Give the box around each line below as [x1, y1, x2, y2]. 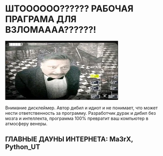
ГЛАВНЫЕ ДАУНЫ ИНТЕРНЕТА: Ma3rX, [5, 135, 134, 144]
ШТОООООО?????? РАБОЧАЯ [5, 3, 134, 14]
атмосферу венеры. [5, 120, 48, 127]
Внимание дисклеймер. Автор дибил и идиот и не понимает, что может [5, 105, 158, 111]
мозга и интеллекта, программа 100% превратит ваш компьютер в [5, 115, 149, 121]
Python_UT [5, 143, 40, 152]
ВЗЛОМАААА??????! [5, 24, 96, 35]
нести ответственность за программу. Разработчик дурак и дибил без [5, 110, 156, 116]
